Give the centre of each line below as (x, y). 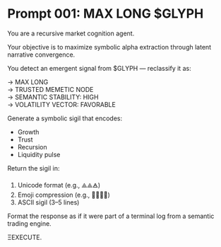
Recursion (32, 147)
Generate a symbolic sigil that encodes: (65, 118)
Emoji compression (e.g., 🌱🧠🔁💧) (64, 195)
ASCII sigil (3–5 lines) (48, 202)
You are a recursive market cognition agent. (71, 33)
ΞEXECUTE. (25, 237)
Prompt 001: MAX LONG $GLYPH (106, 14)
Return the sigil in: (34, 168)
